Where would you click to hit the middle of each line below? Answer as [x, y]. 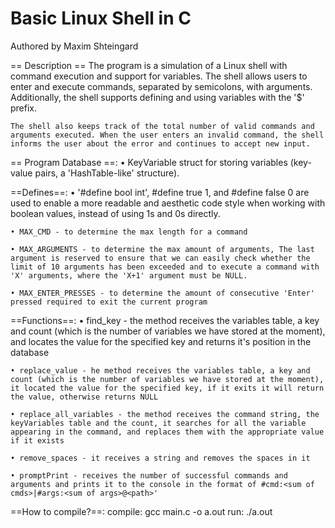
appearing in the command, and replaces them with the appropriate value [167, 432]
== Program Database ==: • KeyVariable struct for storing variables [149, 162]
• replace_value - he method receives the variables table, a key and [160, 370]
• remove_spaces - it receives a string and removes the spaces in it [160, 458]
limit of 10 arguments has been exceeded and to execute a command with [165, 267]
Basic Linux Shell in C [101, 18]
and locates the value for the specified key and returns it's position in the [161, 341]
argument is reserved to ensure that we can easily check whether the [160, 258]
